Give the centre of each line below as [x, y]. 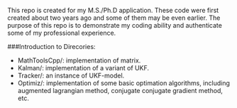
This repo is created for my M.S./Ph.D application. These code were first [113, 10]
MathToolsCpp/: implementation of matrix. [79, 60]
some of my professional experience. [62, 33]
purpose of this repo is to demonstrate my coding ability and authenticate [115, 25]
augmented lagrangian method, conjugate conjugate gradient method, [120, 91]
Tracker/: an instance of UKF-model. [71, 75]
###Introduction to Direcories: [51, 47]
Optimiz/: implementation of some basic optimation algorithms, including [124, 83]
